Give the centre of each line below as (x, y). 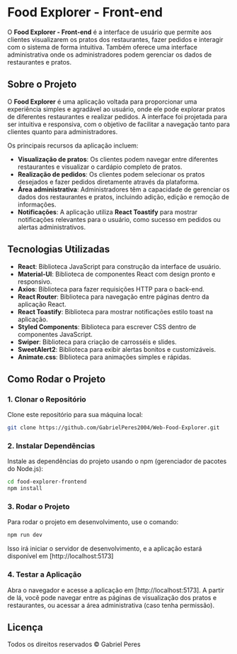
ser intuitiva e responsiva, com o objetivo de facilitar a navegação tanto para (118, 124)
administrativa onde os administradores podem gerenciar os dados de (110, 55)
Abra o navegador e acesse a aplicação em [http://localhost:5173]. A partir (116, 590)
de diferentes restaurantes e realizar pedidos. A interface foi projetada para (117, 116)
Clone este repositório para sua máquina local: (75, 415)
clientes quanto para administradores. (63, 131)
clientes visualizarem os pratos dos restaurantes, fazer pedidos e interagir (115, 39)
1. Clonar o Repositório (47, 399)
